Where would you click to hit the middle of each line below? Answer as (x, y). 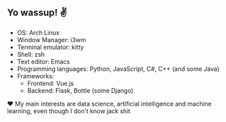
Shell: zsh (31, 54)
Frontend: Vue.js (50, 83)
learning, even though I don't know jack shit (69, 111)
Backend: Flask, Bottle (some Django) (80, 90)
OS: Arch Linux (38, 32)
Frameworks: (36, 76)
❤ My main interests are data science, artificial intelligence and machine (110, 104)
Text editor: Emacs (43, 61)
